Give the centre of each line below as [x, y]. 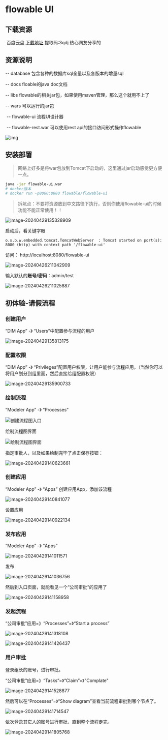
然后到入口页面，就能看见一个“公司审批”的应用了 [56, 587]
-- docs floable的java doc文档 [36, 84]
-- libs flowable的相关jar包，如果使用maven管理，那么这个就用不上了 [77, 95]
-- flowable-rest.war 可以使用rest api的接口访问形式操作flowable [74, 127]
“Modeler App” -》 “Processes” [37, 409]
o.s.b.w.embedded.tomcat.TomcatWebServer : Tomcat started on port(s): [84, 241]
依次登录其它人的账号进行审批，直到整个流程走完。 [59, 722]
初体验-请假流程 [30, 303]
